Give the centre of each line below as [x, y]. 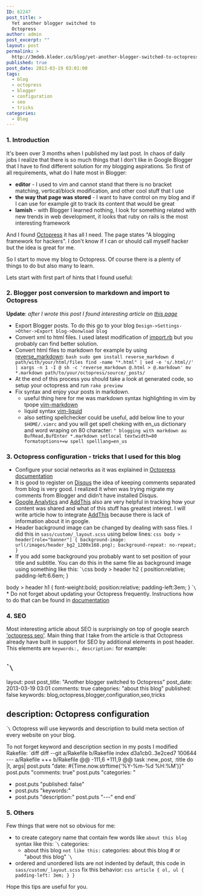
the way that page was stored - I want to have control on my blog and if [105, 197]
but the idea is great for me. [41, 247]
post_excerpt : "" [28, 40]
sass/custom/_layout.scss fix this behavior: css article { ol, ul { [99, 870]
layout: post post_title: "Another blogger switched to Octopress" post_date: [99, 682]
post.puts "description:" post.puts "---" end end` [76, 797]
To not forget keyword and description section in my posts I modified [92, 747]
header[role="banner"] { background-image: [71, 540]
